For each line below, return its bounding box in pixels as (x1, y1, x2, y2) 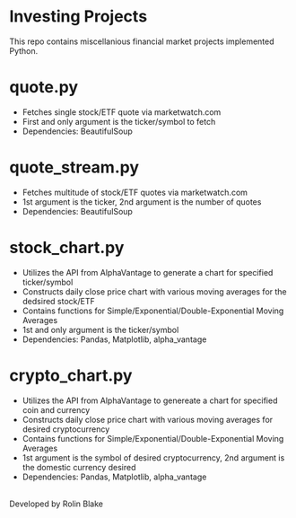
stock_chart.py (9, 238, 125, 258)
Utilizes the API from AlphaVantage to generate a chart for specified (22, 267, 274, 277)
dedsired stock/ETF (22, 295, 96, 306)
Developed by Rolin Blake (9, 498, 104, 509)
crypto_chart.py (9, 365, 133, 385)
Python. (9, 45, 39, 56)
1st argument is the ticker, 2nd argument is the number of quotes (22, 196, 262, 207)
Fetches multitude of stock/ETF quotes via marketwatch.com (22, 187, 248, 198)
